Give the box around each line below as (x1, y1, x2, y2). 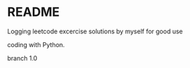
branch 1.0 (7, 53, 38, 62)
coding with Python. (7, 40, 65, 49)
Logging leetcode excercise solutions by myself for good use (7, 27, 183, 35)
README (7, 4, 60, 20)
